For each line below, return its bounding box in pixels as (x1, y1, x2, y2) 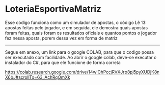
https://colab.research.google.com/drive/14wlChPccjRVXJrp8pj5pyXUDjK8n (5, 69, 160, 75)
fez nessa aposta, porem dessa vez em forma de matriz (5, 35, 118, 41)
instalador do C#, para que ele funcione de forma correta (5, 60, 121, 65)
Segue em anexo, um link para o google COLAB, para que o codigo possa (5, 49, 154, 55)
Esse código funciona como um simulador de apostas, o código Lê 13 (5, 20, 146, 25)
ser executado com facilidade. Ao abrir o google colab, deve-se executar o (5, 54, 157, 60)
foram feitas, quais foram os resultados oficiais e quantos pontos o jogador (5, 30, 157, 36)
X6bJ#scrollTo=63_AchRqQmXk (5, 74, 70, 80)
